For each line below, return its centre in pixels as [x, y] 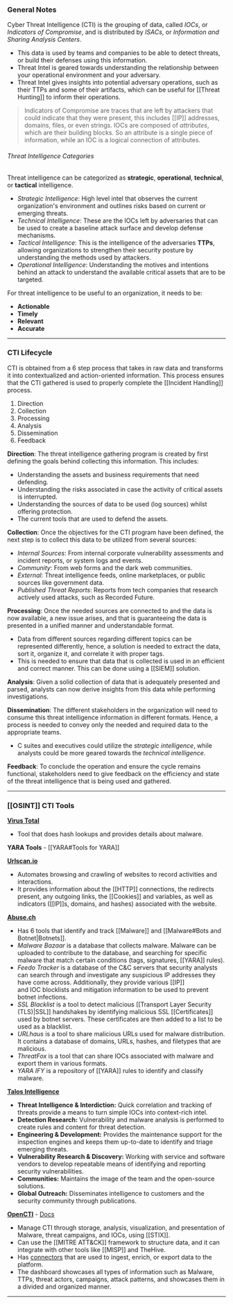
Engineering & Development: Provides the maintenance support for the [120, 1135]
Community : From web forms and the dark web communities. [105, 567]
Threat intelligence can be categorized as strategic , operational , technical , [115, 178]
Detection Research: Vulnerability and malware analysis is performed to [120, 1120]
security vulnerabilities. [51, 1172]
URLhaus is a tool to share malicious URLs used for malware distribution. [121, 1034]
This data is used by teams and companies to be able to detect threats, [119, 53]
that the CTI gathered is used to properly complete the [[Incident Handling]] [115, 382]
